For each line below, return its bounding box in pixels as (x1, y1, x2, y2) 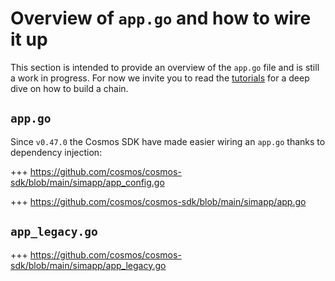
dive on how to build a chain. (10, 82, 129, 94)
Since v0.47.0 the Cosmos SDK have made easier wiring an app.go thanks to (10, 135, 326, 147)
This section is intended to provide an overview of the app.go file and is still (10, 61, 320, 73)
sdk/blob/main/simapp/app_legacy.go (10, 259, 167, 271)
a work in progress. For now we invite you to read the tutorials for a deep (10, 72, 310, 84)
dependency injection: (10, 146, 103, 158)
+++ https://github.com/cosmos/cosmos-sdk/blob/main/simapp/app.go (10, 195, 307, 207)
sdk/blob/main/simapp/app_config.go (10, 176, 165, 188)
